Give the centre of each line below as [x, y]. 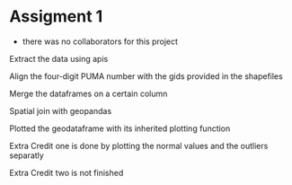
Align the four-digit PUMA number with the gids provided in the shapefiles [146, 76]
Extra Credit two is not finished [66, 172]
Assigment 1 [56, 17]
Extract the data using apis [59, 58]
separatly [27, 155]
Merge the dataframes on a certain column [88, 93]
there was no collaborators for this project [100, 41]
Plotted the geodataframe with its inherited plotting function [120, 128]
